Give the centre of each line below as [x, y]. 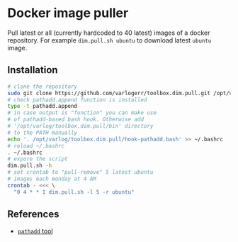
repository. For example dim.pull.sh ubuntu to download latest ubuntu [109, 40]
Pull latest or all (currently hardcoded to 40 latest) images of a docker [109, 33]
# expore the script [38, 159]
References [33, 214]
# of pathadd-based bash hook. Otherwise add [75, 120]
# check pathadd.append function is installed [77, 100]
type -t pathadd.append [42, 106]
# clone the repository [42, 87]
